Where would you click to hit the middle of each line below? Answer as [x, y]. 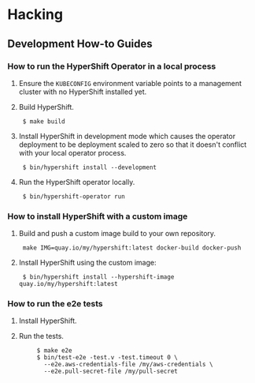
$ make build [44, 121]
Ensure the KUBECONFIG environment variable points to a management [130, 83]
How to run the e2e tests [55, 304]
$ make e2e [54, 351]
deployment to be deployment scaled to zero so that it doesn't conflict [133, 145]
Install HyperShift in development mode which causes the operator [127, 136]
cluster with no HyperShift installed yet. [83, 92]
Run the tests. [41, 336]
